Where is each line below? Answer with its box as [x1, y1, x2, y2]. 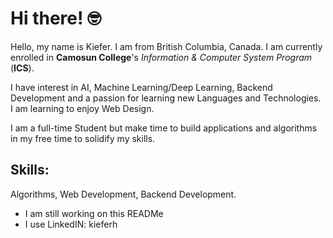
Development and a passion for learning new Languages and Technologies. [10, 92, 322, 104]
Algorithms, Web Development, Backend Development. [10, 188, 237, 200]
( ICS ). [10, 62, 35, 74]
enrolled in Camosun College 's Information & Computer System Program [10, 51, 313, 63]
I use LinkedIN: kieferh [24, 218, 118, 230]
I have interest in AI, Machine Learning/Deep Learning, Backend [10, 81, 273, 93]
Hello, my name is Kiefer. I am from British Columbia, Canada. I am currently [10, 40, 323, 52]
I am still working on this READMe [24, 207, 164, 219]
